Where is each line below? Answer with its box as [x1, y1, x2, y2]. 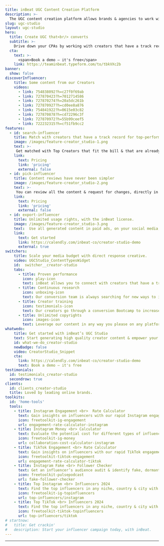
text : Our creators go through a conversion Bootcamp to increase [22, 308, 161, 313]
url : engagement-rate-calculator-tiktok [18, 459, 102, 464]
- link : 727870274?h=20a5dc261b [18, 99, 84, 104]
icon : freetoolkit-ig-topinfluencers [18, 491, 95, 495]
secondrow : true [9, 376, 42, 382]
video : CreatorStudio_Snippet [14, 349, 76, 354]
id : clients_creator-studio [9, 386, 67, 390]
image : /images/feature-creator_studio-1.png [14, 139, 108, 145]
